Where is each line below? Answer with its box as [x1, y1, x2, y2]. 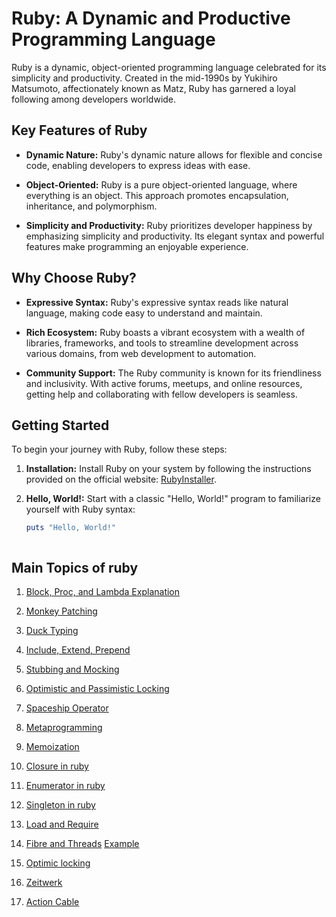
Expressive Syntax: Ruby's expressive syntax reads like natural [25, 296, 289, 308]
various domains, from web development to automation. [25, 347, 257, 359]
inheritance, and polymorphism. [25, 200, 158, 212]
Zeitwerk [25, 877, 63, 889]
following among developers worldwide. [11, 93, 177, 105]
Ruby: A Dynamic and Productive [11, 7, 291, 30]
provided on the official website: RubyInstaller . [25, 473, 217, 486]
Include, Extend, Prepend [25, 644, 131, 656]
